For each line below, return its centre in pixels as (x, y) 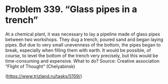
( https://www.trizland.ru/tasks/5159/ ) (44, 76)
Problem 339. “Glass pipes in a (71, 9)
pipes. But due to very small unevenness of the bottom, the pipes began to (83, 45)
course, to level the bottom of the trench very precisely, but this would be (82, 55)
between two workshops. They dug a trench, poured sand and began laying (84, 39)
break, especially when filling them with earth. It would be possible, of (78, 50)
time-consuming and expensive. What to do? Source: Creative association (82, 61)
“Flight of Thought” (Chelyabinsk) (40, 66)
